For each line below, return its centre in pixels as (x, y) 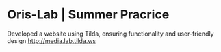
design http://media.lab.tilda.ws (52, 40)
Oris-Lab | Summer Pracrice (88, 15)
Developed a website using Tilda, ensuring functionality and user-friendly (110, 34)
